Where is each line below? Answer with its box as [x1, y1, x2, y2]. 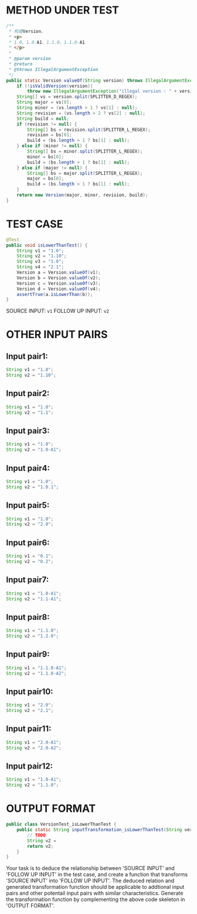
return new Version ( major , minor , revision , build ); [16, 192, 148, 198]
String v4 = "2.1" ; [16, 264, 64, 270]
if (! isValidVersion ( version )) [16, 83, 93, 89]
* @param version [8, 56, 51, 62]
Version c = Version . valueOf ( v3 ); [16, 280, 101, 286]
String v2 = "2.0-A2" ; [6, 745, 62, 751]
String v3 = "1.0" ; [16, 259, 64, 265]
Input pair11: [6, 724, 52, 734]
